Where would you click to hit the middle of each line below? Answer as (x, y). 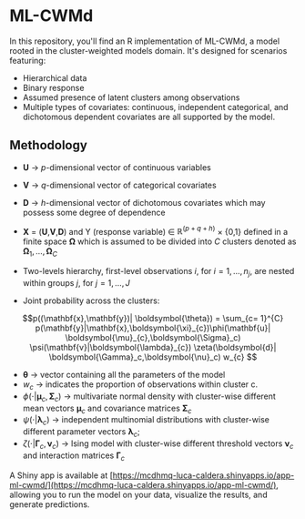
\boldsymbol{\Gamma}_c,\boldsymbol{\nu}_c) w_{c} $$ (153, 357)
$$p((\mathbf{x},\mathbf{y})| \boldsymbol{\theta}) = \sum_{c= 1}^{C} (153, 318)
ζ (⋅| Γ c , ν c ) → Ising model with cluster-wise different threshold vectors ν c (158, 444)
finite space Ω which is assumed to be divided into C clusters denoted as (159, 241)
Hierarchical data (55, 77)
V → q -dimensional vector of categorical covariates (119, 185)
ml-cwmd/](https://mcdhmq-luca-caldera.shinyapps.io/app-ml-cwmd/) (143, 484)
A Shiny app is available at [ (61, 475)
